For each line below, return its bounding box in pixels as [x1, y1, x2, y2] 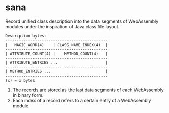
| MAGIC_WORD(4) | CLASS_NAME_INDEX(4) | [5, 42, 108, 47]
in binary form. [12, 92, 44, 98]
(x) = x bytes [5, 78, 36, 83]
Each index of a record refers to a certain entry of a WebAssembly [12, 97, 151, 103]
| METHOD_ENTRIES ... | [5, 69, 108, 74]
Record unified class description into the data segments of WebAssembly [5, 18, 159, 24]
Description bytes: [5, 33, 47, 39]
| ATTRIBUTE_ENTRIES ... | [5, 60, 108, 65]
